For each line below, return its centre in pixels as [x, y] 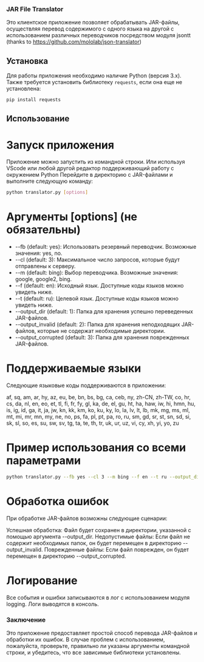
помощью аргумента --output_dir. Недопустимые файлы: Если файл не [98, 536]
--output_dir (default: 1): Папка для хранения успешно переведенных [104, 311]
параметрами [43, 461]
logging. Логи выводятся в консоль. [53, 604]
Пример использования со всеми [96, 448]
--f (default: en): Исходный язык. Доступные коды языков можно [99, 286]
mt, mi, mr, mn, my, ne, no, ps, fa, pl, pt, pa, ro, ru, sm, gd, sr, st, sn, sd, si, [99, 417]
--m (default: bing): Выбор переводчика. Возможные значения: [97, 272]
